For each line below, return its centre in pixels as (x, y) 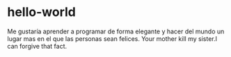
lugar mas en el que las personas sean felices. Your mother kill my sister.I (112, 38)
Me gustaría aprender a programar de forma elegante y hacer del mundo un (116, 31)
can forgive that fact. (37, 46)
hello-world (42, 12)
